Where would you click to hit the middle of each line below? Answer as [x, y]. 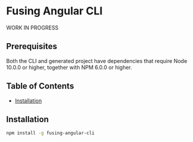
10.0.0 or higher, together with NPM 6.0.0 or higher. [69, 67]
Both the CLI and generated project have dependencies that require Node [97, 61]
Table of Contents [40, 86]
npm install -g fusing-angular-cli [50, 133]
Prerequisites [32, 46]
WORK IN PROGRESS [32, 28]
